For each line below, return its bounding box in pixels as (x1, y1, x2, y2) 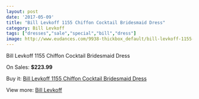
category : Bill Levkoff (6, 25, 65, 31)
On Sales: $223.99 (6, 64, 53, 71)
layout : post (6, 8, 38, 15)
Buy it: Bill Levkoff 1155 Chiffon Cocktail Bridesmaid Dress (6, 75, 147, 82)
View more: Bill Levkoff (6, 87, 62, 93)
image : (6, 36, 23, 42)
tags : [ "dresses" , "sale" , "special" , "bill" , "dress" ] (6, 31, 136, 37)
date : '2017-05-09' (6, 14, 54, 20)
